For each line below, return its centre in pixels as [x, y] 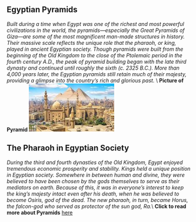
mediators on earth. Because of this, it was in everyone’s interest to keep [95, 187]
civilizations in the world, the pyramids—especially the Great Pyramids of [96, 30]
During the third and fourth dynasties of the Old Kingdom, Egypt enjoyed [95, 162]
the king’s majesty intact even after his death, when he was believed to [93, 194]
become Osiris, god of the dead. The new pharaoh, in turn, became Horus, [97, 200]
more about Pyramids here [40, 213]
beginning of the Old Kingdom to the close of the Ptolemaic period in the [95, 55]
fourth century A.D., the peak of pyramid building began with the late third [97, 61]
